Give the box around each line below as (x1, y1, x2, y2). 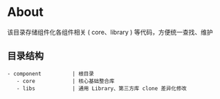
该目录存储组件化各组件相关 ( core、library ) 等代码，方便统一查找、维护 (7, 28, 213, 36)
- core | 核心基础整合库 (16, 78, 115, 84)
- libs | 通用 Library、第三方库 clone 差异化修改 (16, 84, 187, 92)
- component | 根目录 (7, 70, 95, 77)
